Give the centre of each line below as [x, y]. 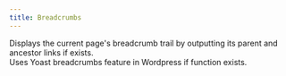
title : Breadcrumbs [46, 17]
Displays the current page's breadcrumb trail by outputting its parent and [144, 43]
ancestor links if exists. [51, 52]
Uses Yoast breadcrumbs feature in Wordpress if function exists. [128, 62]
